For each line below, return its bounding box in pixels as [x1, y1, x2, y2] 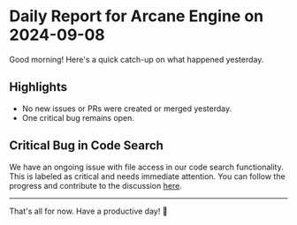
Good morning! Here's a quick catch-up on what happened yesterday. [9, 54, 264, 64]
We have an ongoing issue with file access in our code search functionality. [9, 161, 285, 172]
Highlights [9, 79, 68, 94]
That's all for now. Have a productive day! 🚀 [9, 206, 168, 216]
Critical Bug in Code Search [9, 139, 164, 154]
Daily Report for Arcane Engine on [9, 6, 263, 26]
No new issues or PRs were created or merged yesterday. [21, 103, 232, 114]
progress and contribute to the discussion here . [9, 180, 183, 191]
